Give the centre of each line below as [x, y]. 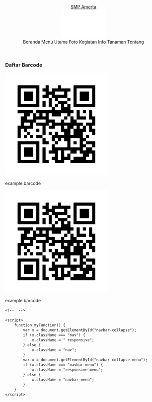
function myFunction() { [40, 325]
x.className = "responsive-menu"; [67, 370]
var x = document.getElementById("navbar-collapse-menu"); [85, 360]
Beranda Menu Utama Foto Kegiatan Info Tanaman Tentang [83, 42]
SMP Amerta [83, 7]
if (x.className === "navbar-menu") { [63, 365]
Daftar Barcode [24, 65]
